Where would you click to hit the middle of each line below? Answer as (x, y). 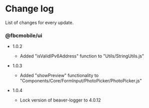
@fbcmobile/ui (24, 35)
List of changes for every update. (39, 22)
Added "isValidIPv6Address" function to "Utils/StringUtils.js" (82, 56)
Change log (29, 9)
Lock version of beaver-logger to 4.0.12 (60, 100)
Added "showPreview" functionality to (59, 75)
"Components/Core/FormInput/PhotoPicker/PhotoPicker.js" (81, 81)
